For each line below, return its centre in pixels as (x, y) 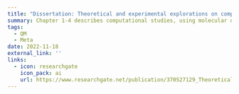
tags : (15, 27)
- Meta (23, 40)
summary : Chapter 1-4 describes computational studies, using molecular (117, 20)
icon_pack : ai (41, 73)
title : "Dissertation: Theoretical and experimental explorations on (113, 14)
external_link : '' (34, 54)
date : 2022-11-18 (33, 47)
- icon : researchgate (46, 66)
